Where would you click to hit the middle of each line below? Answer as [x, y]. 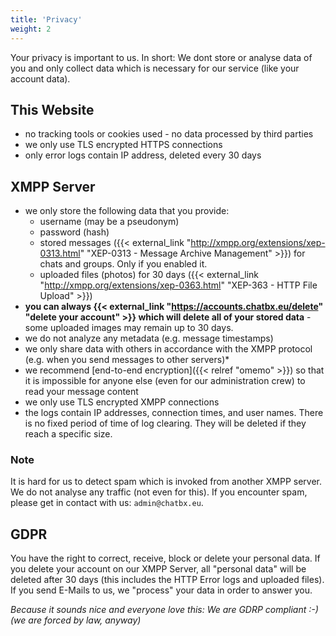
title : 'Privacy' [46, 19]
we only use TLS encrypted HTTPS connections [123, 145]
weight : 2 [31, 29]
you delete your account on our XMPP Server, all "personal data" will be [158, 569]
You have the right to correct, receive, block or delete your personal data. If [165, 558]
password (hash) [74, 232]
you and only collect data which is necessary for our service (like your [155, 68]
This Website [52, 109]
